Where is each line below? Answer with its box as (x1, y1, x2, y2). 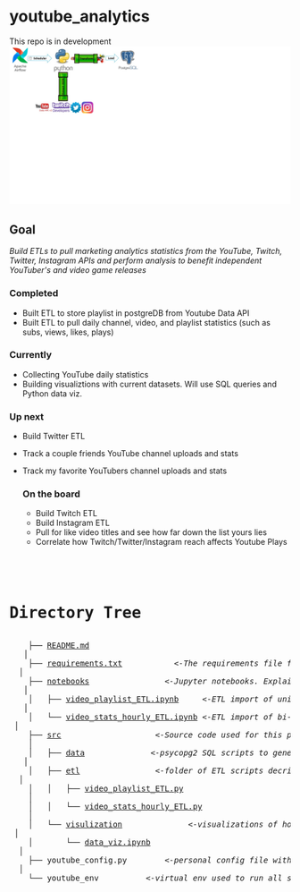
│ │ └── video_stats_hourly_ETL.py (28, 802, 203, 811)
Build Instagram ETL (35, 517, 110, 529)
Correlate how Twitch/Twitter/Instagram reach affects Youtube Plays (35, 537, 287, 548)
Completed (9, 287, 59, 300)
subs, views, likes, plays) (21, 327, 114, 337)
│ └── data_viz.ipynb (28, 837, 151, 847)
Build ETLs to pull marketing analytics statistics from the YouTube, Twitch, (9, 246, 283, 257)
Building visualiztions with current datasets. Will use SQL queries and (21, 378, 277, 389)
